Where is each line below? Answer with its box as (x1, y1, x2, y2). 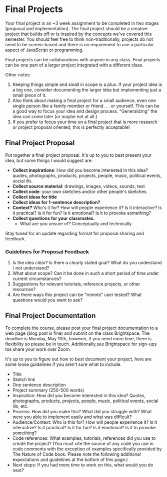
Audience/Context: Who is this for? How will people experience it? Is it (12, 419, 157, 425)
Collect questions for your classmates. (12, 215, 95, 221)
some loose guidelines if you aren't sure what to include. (5, 361, 121, 367)
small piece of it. (12, 92, 46, 98)
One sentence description (12, 381, 66, 388)
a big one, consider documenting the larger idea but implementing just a (12, 86, 161, 92)
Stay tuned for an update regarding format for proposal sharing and (5, 230, 144, 236)
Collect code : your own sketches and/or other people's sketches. (12, 188, 148, 195)
